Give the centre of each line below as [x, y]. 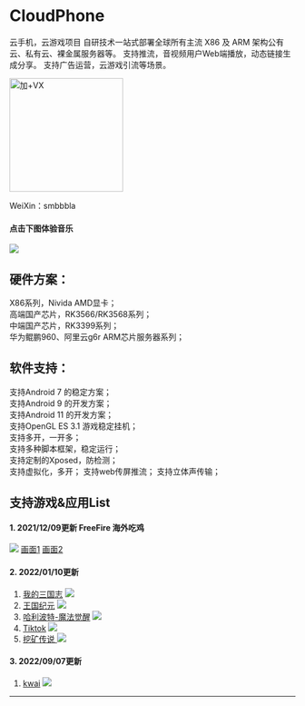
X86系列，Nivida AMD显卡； [63, 303]
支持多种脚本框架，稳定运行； [65, 448]
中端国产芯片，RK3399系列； [64, 325]
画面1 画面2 [42, 550]
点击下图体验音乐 [41, 228]
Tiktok [34, 628]
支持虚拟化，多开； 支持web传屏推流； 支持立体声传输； [115, 471]
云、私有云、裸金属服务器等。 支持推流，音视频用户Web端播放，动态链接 [146, 53]
